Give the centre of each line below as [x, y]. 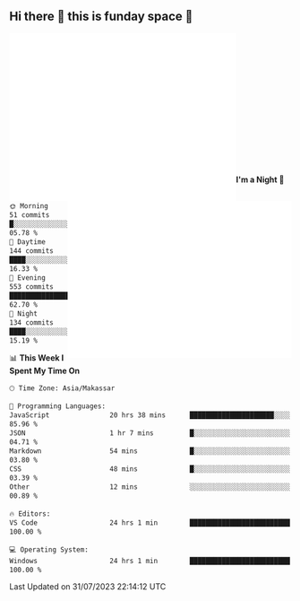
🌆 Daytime [28, 242]
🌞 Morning [29, 206]
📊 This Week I [37, 357]
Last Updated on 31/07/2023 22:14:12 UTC [88, 586]
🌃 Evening [28, 278]
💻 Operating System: [49, 549]
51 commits [30, 215]
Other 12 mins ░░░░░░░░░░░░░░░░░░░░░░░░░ [150, 487]
